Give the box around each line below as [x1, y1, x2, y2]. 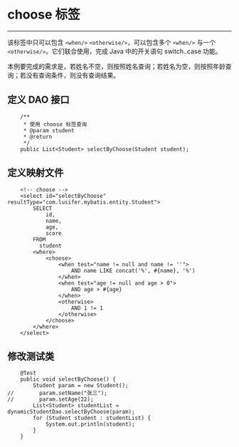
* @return [23, 133, 53, 140]
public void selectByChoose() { [20, 376, 116, 383]
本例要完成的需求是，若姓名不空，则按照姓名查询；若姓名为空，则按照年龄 [7, 62, 225, 70]
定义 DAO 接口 [7, 94, 70, 106]
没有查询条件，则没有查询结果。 [26, 70, 119, 79]
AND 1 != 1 [70, 304, 103, 312]
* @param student [23, 127, 75, 134]
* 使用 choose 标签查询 [23, 120, 87, 128]
